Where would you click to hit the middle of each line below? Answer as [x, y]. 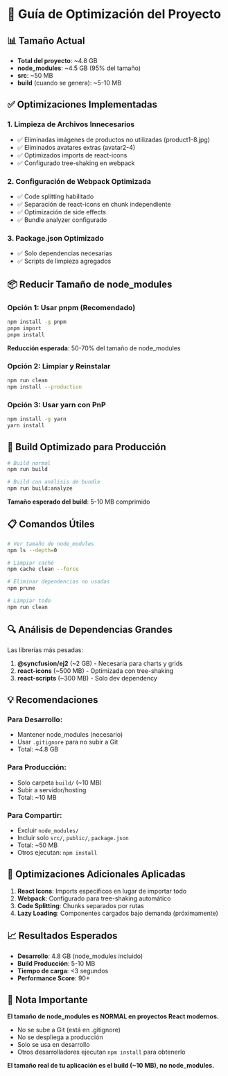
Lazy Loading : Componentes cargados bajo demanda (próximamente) [117, 913]
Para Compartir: [35, 815]
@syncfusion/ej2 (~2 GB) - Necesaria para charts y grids [100, 663]
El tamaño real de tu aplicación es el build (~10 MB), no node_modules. [111, 1066]
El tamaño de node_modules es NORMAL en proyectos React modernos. [113, 1016]
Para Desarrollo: [35, 719]
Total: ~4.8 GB [38, 749]
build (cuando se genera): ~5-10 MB [69, 83]
